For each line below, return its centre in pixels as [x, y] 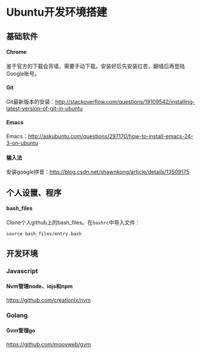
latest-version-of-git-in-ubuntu [44, 108]
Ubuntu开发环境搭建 [57, 12]
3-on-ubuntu [22, 143]
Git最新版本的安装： [31, 101]
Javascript [22, 271]
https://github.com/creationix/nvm [49, 300]
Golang [17, 316]
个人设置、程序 [34, 193]
